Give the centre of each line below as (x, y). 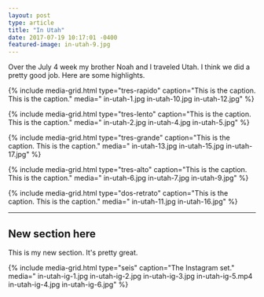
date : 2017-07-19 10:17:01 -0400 (63, 37)
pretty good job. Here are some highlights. (77, 75)
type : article (31, 23)
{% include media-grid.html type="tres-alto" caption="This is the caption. (128, 170)
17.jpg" (19, 155)
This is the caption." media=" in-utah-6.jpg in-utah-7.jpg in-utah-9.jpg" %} (128, 178)
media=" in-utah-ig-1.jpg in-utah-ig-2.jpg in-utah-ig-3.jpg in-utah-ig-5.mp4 (130, 276)
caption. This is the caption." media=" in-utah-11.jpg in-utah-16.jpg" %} (123, 202)
